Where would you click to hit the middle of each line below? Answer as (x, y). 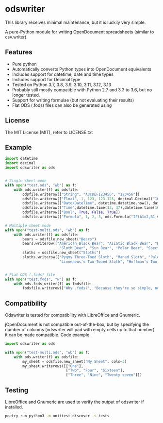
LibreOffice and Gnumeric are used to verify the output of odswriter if (74, 402)
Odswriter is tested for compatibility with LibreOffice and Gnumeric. (73, 315)
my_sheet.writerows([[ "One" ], (53, 366)
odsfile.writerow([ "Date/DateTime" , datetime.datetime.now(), (87, 203)
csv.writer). (16, 37)
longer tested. (26, 95)
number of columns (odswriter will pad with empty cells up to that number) (80, 330)
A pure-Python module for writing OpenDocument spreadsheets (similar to (80, 32)
